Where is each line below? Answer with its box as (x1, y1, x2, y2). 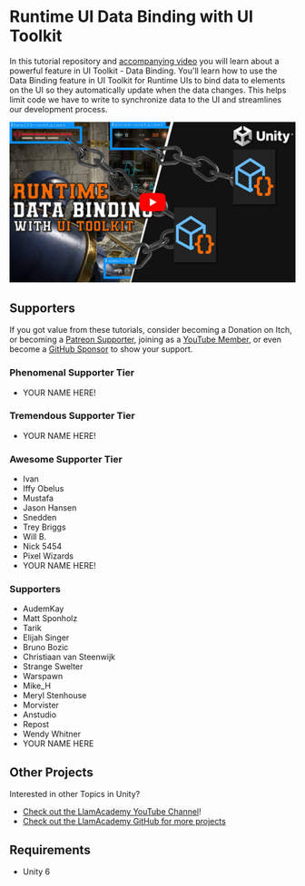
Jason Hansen (22, 502, 77, 513)
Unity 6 (22, 866, 51, 877)
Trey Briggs (22, 521, 66, 532)
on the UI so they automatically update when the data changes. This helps (9, 84, 287, 95)
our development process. (9, 103, 108, 114)
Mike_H (22, 680, 52, 691)
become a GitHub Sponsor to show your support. (9, 344, 193, 355)
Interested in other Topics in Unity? (9, 789, 141, 800)
